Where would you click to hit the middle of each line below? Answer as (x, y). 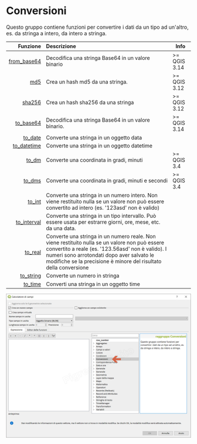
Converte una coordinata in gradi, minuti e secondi (107, 181)
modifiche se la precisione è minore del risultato (104, 261)
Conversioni (36, 11)
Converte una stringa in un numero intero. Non (102, 195)
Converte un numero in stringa (83, 276)
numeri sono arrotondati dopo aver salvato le (100, 255)
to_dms (32, 181)
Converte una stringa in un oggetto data (94, 137)
